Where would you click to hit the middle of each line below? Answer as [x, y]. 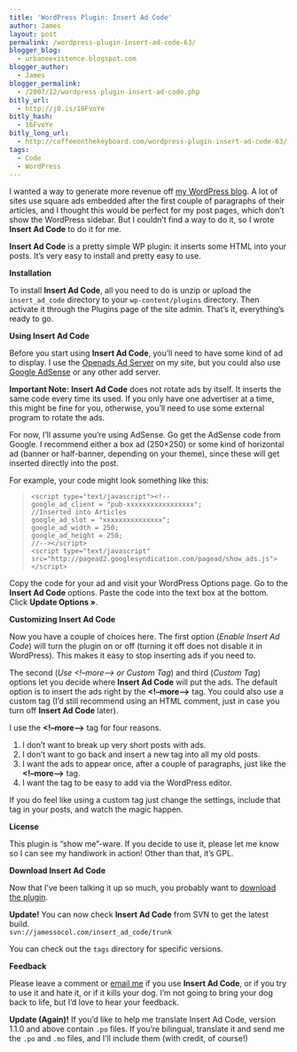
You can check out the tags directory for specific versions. [116, 949]
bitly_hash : [31, 116]
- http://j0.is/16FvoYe [61, 108]
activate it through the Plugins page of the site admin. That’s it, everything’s [147, 309]
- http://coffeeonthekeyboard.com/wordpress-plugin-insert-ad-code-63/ [152, 141]
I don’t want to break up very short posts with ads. [114, 745]
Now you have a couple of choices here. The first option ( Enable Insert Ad [145, 637]
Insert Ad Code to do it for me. [65, 229]
